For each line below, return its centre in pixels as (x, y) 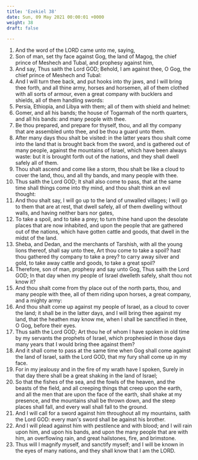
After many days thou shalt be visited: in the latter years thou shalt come (103, 138)
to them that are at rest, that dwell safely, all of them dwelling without (99, 207)
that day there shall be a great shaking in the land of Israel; (86, 376)
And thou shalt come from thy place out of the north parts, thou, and (98, 288)
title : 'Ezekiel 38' (32, 11)
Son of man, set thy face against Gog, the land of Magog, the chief (96, 57)
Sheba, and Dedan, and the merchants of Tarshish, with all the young (99, 244)
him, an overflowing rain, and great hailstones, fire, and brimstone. (95, 438)
